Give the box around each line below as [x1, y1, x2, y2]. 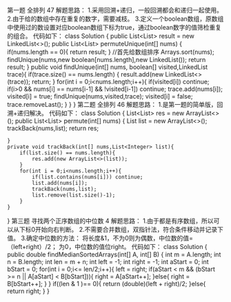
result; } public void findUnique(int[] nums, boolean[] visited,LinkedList [7, 63, 208, 71]
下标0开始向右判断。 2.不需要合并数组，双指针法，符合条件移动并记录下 [19, 225, 224, 233]
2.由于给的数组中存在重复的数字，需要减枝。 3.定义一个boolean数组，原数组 [7, 14, 224, 23]
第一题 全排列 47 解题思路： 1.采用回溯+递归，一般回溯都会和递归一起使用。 [7, 6, 223, 14]
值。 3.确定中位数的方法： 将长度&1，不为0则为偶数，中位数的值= [7, 234, 194, 242]
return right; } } [7, 287, 50, 295]
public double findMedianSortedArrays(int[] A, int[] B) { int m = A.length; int [7, 250, 221, 259]
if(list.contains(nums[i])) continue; [32, 174, 143, 181]
